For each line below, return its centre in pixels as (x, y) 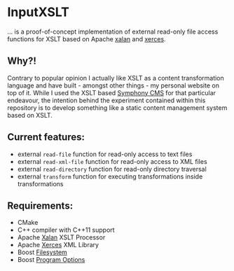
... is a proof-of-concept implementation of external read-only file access (113, 32)
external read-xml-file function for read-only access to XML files (112, 161)
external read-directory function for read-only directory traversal (112, 169)
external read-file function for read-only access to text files (105, 154)
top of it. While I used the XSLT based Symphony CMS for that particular (111, 92)
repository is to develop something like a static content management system (117, 107)
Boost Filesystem (42, 252)
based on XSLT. (30, 115)
